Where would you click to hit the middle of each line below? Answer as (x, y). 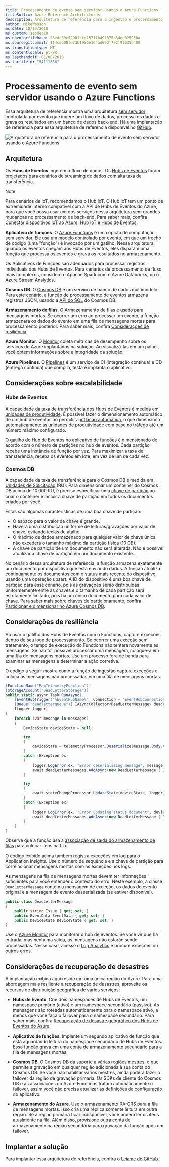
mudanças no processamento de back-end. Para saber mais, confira (76, 217)
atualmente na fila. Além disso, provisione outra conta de (71, 1120)
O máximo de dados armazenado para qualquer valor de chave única (84, 537)
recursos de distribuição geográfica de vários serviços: (63, 990)
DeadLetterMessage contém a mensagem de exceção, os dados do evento (81, 887)
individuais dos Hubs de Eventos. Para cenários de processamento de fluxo (83, 269)
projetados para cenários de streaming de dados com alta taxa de (73, 176)
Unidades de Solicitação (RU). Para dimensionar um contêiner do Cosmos (82, 485)
